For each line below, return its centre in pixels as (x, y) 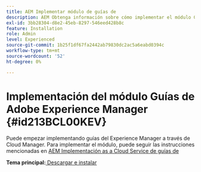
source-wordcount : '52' (36, 56)
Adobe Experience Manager (77, 109)
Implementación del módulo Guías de (100, 96)
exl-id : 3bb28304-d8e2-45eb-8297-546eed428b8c (65, 23)
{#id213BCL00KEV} (57, 122)
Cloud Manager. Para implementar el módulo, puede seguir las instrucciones (100, 145)
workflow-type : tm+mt (33, 51)
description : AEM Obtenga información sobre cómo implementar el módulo (99, 17)
